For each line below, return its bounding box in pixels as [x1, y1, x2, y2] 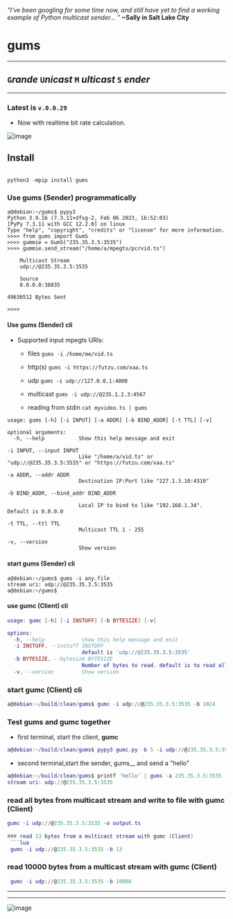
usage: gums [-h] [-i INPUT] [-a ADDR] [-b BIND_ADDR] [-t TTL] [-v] [7, 417, 213, 424]
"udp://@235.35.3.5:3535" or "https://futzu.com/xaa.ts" [7, 459, 175, 467]
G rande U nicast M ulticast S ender [7, 74, 150, 86]
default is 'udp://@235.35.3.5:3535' [81, 649, 191, 656]
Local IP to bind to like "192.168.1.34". [78, 502, 203, 509]
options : [7, 630, 33, 637]
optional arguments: [7, 429, 67, 436]
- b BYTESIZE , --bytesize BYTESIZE [13, 655, 113, 663]
